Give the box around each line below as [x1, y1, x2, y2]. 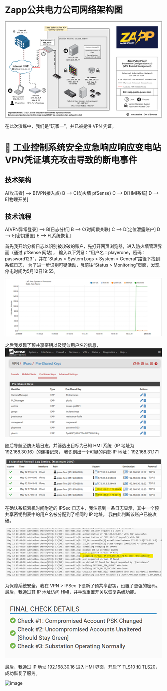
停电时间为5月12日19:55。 [5, 268, 58, 274]
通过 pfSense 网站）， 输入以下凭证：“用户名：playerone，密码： [13, 250, 146, 256]
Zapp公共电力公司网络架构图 [5, 4, 123, 16]
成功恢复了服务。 [5, 670, 40, 676]
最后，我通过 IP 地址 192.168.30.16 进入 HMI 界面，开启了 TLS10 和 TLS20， [5, 664, 160, 670]
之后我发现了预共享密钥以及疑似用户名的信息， [5, 342, 101, 348]
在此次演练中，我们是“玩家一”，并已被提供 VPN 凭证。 [5, 123, 117, 129]
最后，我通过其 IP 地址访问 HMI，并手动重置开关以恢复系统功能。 [5, 589, 139, 595]
